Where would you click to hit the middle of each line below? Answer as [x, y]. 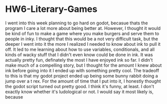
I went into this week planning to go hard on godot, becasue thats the [77, 23]
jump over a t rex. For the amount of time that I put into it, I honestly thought [83, 81]
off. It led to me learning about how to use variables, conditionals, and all [80, 49]
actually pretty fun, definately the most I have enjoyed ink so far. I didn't [79, 60]
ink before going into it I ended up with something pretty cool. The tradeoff [82, 70]
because [14, 97]
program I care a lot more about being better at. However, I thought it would [83, 28]
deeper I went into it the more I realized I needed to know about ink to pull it [83, 44]
